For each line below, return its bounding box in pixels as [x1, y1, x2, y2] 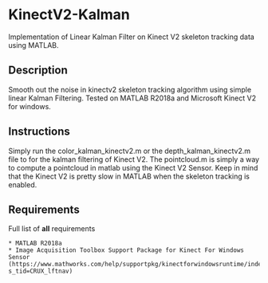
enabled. [8, 179, 37, 189]
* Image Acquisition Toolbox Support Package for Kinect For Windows [8, 246, 245, 254]
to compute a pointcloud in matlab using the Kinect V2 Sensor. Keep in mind [8, 163, 258, 172]
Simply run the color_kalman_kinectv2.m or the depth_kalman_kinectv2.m [8, 146, 251, 155]
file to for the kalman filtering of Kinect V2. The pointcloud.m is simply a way [8, 154, 260, 164]
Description [8, 64, 68, 77]
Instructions [8, 125, 70, 139]
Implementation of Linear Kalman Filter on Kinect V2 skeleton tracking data [8, 32, 255, 41]
